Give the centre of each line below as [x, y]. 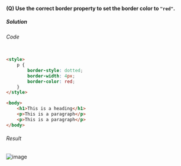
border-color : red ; [51, 82]
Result [14, 138]
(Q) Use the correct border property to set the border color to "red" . [91, 8]
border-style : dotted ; [55, 70]
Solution [17, 22]
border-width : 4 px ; [51, 76]
